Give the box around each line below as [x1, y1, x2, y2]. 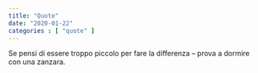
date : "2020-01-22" [8, 19, 74, 27]
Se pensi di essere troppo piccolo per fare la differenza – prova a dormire [8, 49, 250, 59]
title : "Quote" [8, 11, 59, 20]
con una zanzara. [8, 57, 66, 67]
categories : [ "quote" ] [8, 26, 95, 34]
